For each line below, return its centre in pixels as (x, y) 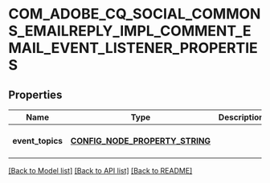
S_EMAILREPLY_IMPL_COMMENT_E (130, 31)
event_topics (37, 141)
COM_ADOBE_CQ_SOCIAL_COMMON (135, 14)
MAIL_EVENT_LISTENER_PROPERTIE (133, 48)
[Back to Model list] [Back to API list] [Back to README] (100, 171)
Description (241, 117)
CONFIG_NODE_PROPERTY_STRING (141, 141)
